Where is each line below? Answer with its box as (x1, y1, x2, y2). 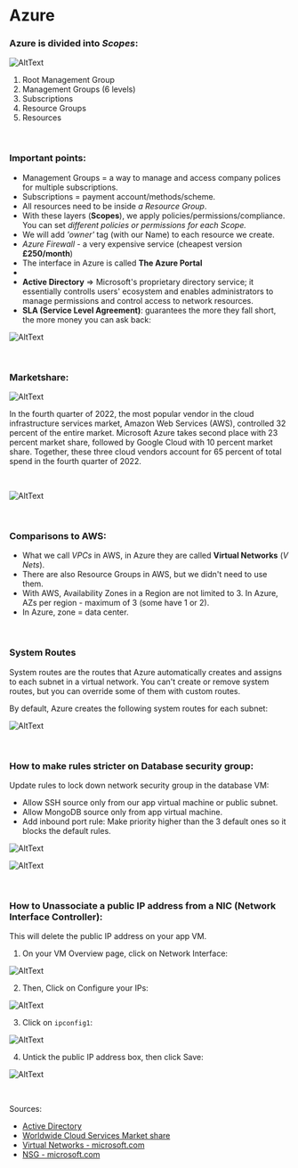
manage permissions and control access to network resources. (21, 295, 254, 306)
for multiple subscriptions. (21, 182, 118, 192)
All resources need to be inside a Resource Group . (21, 200, 207, 211)
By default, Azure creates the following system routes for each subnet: (9, 703, 269, 714)
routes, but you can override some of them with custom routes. (9, 685, 241, 696)
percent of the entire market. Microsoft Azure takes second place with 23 (9, 428, 278, 438)
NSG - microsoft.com (21, 1149, 101, 1160)
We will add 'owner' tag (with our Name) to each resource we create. (21, 229, 275, 240)
